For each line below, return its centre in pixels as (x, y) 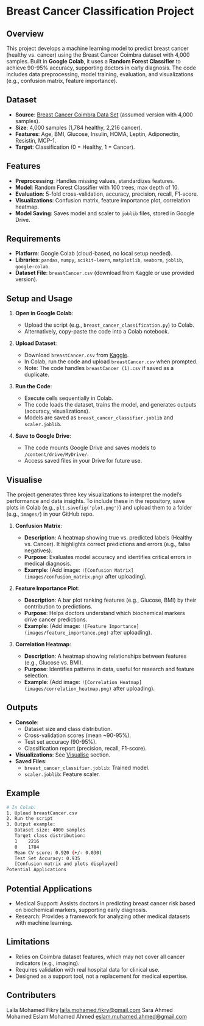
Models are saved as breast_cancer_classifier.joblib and (99, 418)
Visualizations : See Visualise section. (63, 755)
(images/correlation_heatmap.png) (68, 689)
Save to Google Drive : (43, 436)
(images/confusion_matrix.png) (64, 577)
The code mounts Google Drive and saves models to (90, 448)
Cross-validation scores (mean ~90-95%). (78, 735)
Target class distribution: (50, 836)
